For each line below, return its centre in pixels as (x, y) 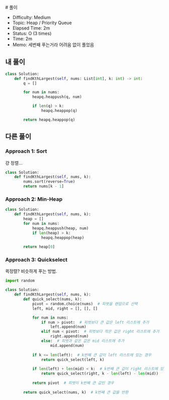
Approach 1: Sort (26, 151)
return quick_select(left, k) (73, 360)
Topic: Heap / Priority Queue (42, 23)
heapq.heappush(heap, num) (60, 228)
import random (20, 281)
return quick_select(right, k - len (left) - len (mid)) (100, 374)
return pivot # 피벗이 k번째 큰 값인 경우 (73, 383)
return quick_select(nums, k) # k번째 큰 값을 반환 (76, 392)
